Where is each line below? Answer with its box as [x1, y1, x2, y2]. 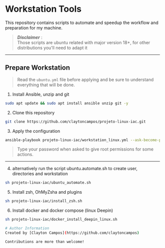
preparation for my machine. [5, 25, 63, 30]
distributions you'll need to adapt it [17, 45, 87, 50]
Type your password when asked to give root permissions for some [17, 146, 154, 152]
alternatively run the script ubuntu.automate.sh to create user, [12, 166, 137, 172]
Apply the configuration [12, 128, 60, 134]
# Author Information [5, 226, 50, 231]
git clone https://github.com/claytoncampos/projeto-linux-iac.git [5, 119, 146, 124]
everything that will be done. [17, 82, 75, 88]
